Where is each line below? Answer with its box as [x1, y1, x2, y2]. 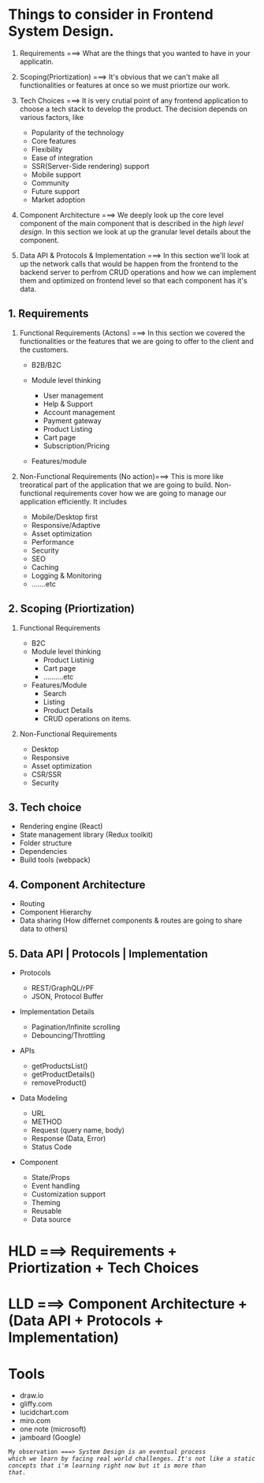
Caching [31, 562, 59, 571]
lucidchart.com [19, 1407, 69, 1417]
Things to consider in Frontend [8, 6, 214, 24]
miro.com [19, 1416, 51, 1425]
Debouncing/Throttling [31, 1031, 106, 1039]
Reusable [31, 1206, 62, 1215]
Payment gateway [43, 416, 102, 425]
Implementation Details [19, 1007, 95, 1016]
